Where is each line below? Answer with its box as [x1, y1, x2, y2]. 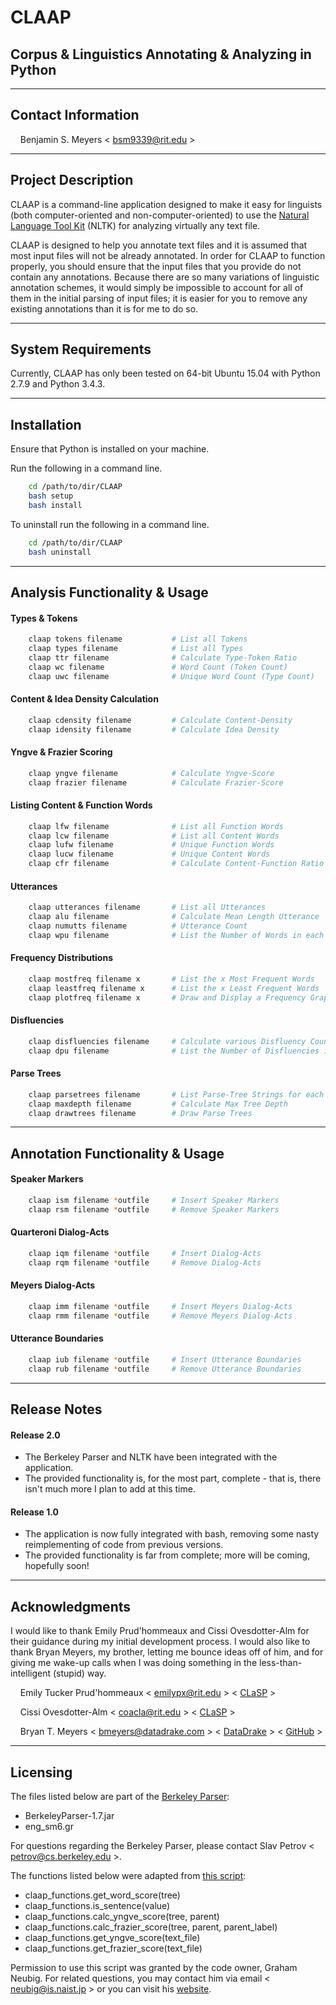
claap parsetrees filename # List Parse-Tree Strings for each [28, 1089, 325, 1100]
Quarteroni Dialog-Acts [10, 1226, 110, 1238]
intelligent [10, 1667, 52, 1680]
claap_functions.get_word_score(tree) [24, 1889, 181, 1901]
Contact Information [10, 107, 140, 124]
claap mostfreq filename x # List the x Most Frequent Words [28, 974, 315, 984]
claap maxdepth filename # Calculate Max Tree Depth [28, 1099, 288, 1109]
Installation [10, 416, 82, 433]
